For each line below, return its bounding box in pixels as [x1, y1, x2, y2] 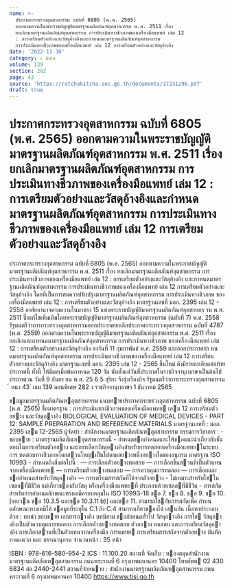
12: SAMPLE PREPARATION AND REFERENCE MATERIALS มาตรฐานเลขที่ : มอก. [9, 420, 222, 428]
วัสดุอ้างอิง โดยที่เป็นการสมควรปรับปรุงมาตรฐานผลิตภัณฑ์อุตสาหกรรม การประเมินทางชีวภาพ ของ [9, 290, 225, 298]
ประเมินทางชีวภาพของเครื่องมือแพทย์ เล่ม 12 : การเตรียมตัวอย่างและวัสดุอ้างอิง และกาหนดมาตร [9, 275, 222, 283]
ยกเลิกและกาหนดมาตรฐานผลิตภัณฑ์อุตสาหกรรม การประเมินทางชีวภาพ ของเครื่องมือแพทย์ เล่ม [9, 337, 220, 345]
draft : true [9, 86, 43, 93]
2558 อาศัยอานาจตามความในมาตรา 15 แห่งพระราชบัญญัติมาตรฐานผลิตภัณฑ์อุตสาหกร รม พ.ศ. [9, 306, 224, 314]
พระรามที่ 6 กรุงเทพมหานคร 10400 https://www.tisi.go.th [9, 572, 154, 580]
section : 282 [9, 67, 47, 74]
